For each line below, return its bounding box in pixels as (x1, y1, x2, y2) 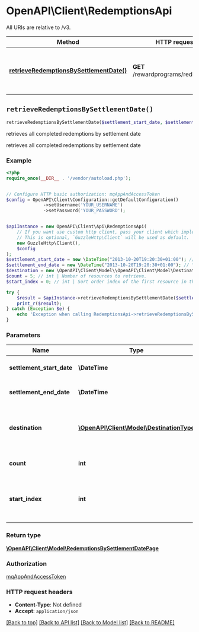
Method (56, 37, 80, 46)
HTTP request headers (6, 588, 73, 596)
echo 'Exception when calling (17, 311, 92, 318)
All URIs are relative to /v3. (6, 24, 71, 31)
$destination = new (6, 268, 54, 274)
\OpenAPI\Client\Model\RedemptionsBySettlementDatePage (6, 544, 159, 552)
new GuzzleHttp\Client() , (17, 240, 81, 246)
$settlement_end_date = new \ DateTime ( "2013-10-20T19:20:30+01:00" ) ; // (6, 262, 190, 268)
